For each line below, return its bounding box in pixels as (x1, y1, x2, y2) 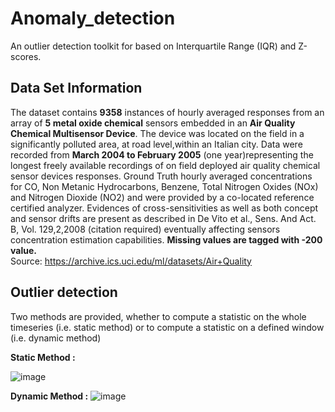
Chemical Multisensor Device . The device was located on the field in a (10, 127, 305, 139)
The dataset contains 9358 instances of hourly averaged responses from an (10, 106, 325, 118)
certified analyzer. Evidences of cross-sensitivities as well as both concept (10, 202, 319, 214)
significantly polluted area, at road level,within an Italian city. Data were (10, 138, 303, 150)
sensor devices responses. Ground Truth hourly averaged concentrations (10, 170, 313, 182)
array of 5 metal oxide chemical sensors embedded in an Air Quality (10, 117, 296, 129)
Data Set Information (10, 80, 143, 97)
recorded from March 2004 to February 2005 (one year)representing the (10, 148, 314, 161)
